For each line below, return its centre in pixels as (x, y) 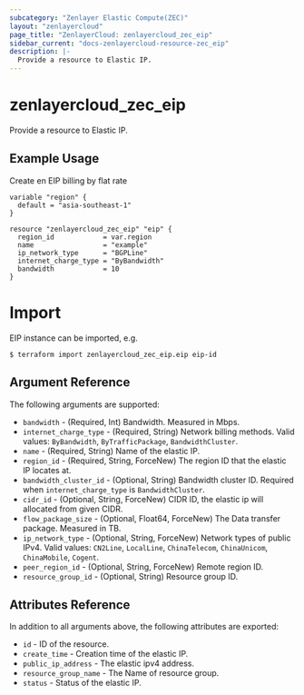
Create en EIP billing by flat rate (69, 180)
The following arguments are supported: (85, 404)
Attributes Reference (70, 605)
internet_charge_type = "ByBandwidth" (91, 261)
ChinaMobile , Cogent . (61, 557)
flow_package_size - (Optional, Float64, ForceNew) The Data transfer (152, 518)
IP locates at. (47, 470)
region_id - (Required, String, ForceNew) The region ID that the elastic (155, 461)
